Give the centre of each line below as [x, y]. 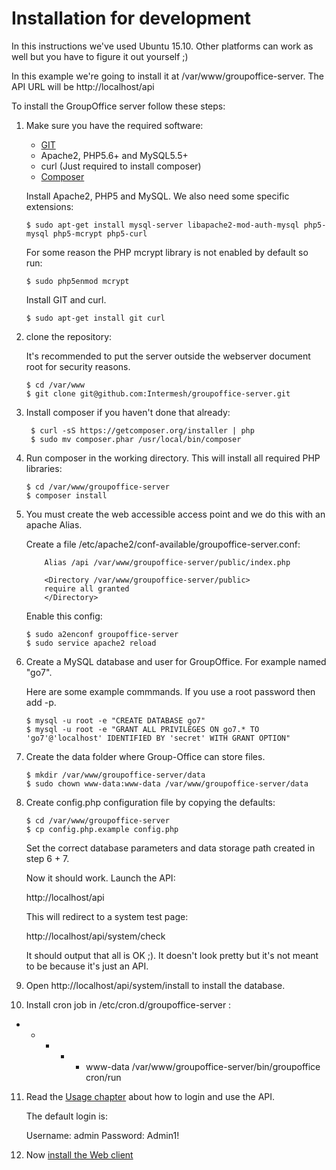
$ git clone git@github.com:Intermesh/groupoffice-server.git [158, 393]
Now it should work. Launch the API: [100, 878]
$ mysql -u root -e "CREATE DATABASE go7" [115, 720]
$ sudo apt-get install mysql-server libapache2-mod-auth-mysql [162, 225]
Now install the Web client [79, 1154]
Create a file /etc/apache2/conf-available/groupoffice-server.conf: [163, 544]
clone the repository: [69, 336]
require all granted [87, 588]
